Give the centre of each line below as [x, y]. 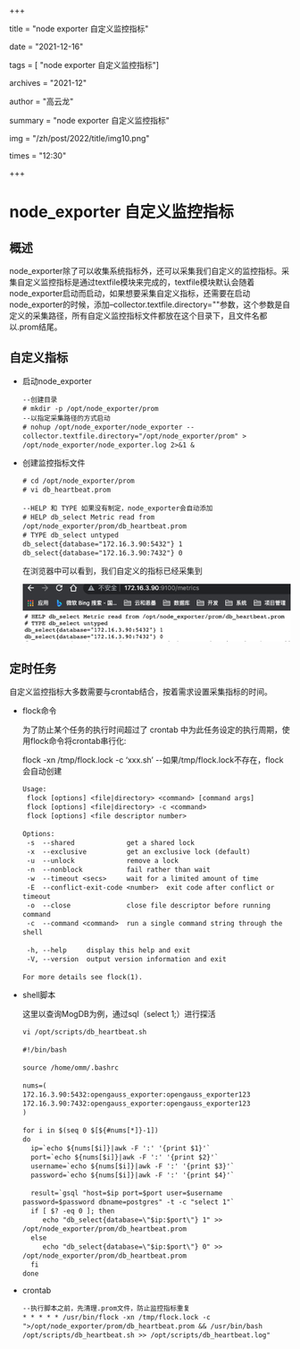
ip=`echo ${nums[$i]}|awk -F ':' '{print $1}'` [121, 1148]
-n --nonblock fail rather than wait [119, 870]
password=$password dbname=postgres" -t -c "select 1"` [128, 1202]
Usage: [34, 790]
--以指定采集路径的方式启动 [66, 418]
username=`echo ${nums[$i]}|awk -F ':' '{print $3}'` [133, 1166]
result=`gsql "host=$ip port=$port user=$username [127, 1193]
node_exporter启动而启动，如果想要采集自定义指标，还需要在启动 [130, 293]
